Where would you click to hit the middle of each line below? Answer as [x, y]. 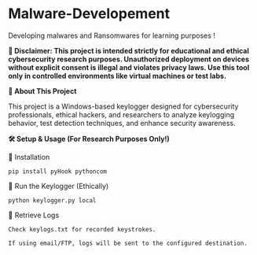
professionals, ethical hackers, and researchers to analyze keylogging [121, 114]
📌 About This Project [42, 91]
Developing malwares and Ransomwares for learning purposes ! [112, 35]
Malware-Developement [89, 14]
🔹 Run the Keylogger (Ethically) [59, 186]
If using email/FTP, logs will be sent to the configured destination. [128, 243]
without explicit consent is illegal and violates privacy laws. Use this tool [129, 67]
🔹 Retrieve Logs [34, 215]
